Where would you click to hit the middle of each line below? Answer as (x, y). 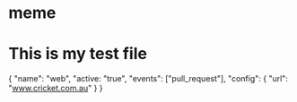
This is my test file (78, 54)
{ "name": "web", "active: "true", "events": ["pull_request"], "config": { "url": (148, 79)
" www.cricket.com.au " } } (56, 89)
